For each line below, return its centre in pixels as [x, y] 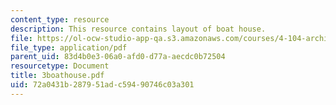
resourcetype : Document [60, 66]
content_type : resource [60, 19]
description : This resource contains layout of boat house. [138, 29]
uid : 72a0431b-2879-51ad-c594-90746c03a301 [102, 85]
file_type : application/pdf [69, 47]
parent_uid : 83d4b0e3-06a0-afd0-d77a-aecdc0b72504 [118, 57]
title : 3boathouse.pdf [57, 76]
